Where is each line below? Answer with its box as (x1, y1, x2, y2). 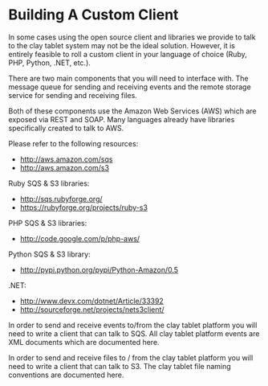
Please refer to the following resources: (8, 138, 139, 148)
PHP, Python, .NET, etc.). (8, 58, 91, 68)
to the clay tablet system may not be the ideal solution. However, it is (8, 40, 235, 50)
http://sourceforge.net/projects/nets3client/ (19, 304, 164, 314)
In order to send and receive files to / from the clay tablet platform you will (8, 352, 254, 363)
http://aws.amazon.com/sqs (19, 154, 113, 164)
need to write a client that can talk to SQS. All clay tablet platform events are (8, 328, 260, 339)
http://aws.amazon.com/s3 (19, 162, 110, 172)
